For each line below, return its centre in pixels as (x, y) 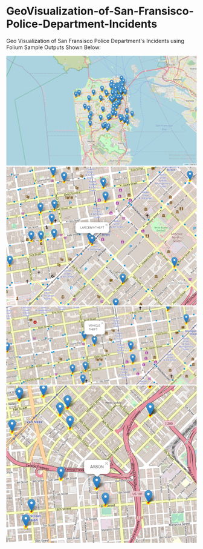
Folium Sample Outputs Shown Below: (54, 47)
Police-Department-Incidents (82, 24)
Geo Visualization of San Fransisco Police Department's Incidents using (95, 41)
